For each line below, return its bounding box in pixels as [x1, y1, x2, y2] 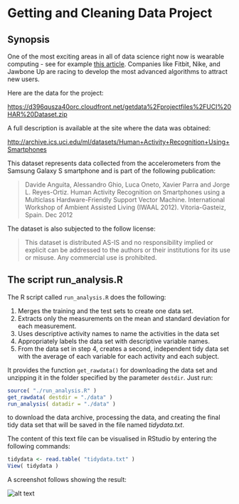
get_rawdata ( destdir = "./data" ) [7, 394, 113, 401]
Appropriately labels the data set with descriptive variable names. [17, 337, 210, 345]
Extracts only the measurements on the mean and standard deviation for [17, 314, 230, 322]
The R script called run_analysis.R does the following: [7, 293, 166, 301]
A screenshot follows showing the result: [7, 476, 127, 484]
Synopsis [7, 33, 50, 46]
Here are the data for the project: [7, 89, 105, 97]
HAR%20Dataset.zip [7, 110, 68, 118]
